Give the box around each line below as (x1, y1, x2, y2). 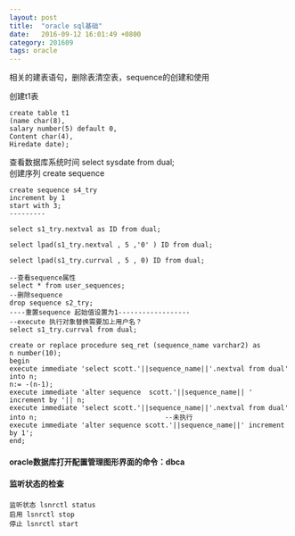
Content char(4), (9, 132, 74, 141)
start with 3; (9, 202, 62, 211)
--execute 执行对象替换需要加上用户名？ (9, 318, 143, 327)
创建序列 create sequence (9, 168, 105, 179)
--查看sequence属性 (9, 273, 77, 282)
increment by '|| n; (9, 396, 86, 405)
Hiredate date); (9, 140, 70, 149)
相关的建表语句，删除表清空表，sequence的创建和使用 (9, 72, 209, 83)
